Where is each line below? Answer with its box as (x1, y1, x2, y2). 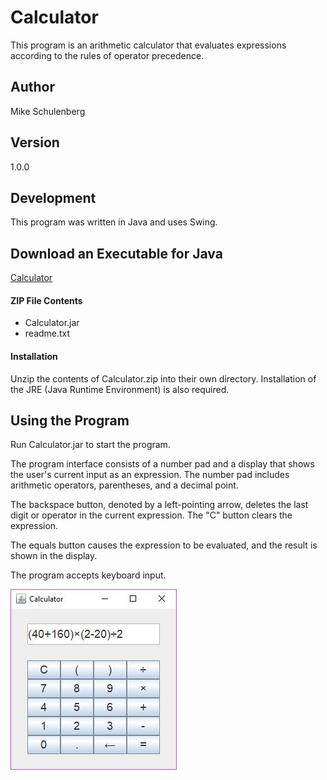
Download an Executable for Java (10, 245, 223, 262)
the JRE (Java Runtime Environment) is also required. (10, 383, 230, 395)
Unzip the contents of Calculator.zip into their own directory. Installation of (10, 372, 317, 385)
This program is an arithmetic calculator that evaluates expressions (10, 39, 287, 51)
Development (10, 189, 97, 206)
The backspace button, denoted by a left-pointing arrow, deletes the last (10, 499, 309, 511)
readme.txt (24, 327, 71, 340)
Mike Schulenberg (10, 105, 86, 117)
